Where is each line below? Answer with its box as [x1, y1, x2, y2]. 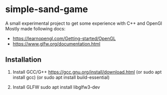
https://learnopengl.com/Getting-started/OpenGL [12, 35, 116, 41]
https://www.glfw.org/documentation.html [12, 40, 101, 46]
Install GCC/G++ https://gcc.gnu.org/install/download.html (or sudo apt [12, 69, 162, 75]
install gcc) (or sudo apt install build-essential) [12, 74, 110, 80]
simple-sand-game [5, 4, 88, 15]
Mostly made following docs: [5, 25, 66, 31]
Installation [5, 56, 42, 64]
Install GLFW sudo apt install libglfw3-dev [12, 84, 101, 90]
